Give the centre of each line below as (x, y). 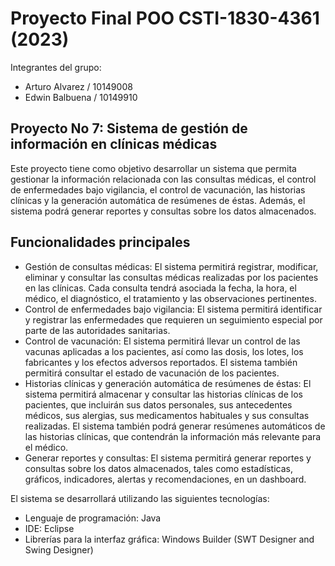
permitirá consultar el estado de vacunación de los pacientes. (152, 373)
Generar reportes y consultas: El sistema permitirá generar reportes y (168, 458)
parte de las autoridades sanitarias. (97, 330)
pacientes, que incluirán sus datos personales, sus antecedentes (158, 404)
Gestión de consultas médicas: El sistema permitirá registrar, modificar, (171, 266)
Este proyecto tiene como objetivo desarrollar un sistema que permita (153, 168)
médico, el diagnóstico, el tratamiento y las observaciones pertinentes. (170, 298)
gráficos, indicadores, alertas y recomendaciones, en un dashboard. (165, 479)
